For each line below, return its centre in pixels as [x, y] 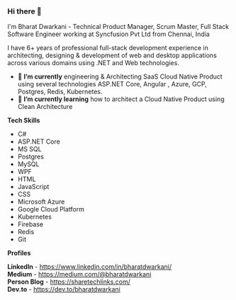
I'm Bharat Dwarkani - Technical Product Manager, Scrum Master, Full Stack [118, 27]
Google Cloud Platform [51, 209]
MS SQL [29, 149]
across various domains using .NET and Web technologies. [93, 63]
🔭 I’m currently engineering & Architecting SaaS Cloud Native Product [120, 76]
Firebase [30, 224]
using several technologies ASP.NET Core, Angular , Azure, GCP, [112, 84]
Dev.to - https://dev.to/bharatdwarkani [64, 289]
